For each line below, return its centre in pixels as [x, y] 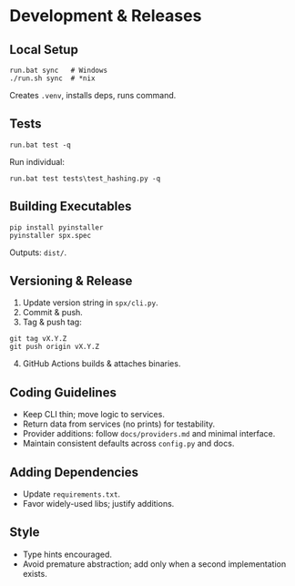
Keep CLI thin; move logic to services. [94, 415]
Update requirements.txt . [71, 494]
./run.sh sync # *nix [52, 78]
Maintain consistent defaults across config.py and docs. [128, 444]
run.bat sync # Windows [58, 70]
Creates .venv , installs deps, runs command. [93, 95]
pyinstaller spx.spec [51, 235]
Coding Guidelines [63, 392]
